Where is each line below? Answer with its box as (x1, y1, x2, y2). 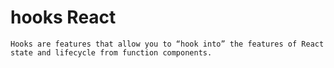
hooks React (10, 6, 117, 29)
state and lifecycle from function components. (10, 47, 213, 58)
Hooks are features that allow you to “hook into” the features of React (10, 39, 325, 49)
